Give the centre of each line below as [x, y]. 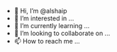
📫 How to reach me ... [47, 41]
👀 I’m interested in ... [44, 18]
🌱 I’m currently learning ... [52, 26]
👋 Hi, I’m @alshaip [40, 11]
